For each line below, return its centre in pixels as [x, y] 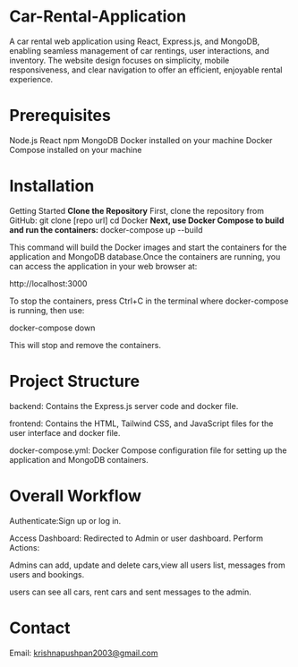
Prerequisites [60, 116]
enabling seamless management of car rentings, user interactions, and [140, 50]
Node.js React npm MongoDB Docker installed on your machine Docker [141, 140]
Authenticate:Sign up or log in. [65, 520]
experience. [31, 79]
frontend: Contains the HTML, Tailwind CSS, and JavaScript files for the [141, 423]
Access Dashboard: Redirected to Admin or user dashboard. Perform [136, 538]
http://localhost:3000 [48, 283]
